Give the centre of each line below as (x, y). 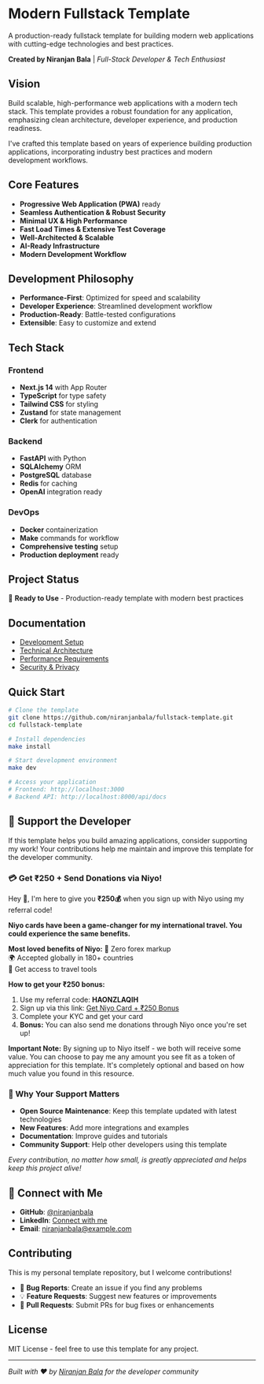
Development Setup (51, 642)
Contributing (40, 1254)
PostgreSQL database (55, 475)
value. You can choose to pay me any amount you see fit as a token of (122, 1056)
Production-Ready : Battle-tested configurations (97, 314)
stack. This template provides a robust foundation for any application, (121, 111)
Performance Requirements (64, 659)
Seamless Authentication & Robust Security (93, 212)
